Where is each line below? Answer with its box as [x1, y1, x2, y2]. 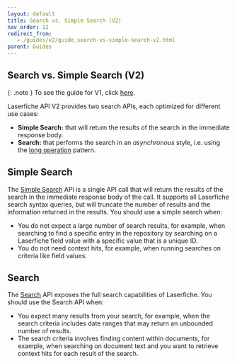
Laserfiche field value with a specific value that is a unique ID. [17, 236, 198, 245]
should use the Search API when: [7, 298, 104, 306]
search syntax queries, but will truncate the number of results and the [7, 200, 211, 209]
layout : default [7, 10, 55, 18]
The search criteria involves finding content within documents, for [17, 334, 210, 343]
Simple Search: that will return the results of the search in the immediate [17, 123, 230, 132]
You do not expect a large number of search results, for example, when [17, 221, 226, 230]
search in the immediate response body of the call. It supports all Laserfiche [7, 192, 230, 201]
